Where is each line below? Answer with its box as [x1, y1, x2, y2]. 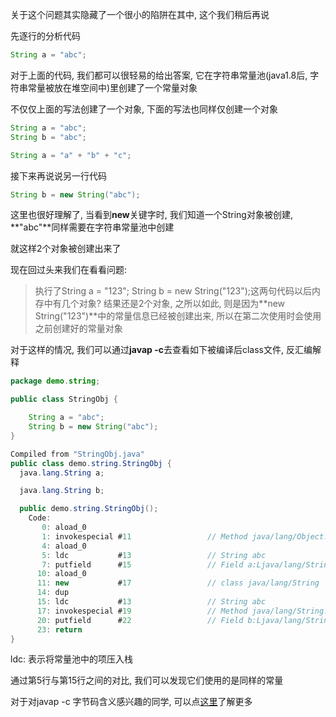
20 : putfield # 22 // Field [36, 615, 244, 625]
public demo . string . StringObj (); [19, 504, 159, 514]
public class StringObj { [10, 394, 118, 405]
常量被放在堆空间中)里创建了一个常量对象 [27, 81, 198, 93]
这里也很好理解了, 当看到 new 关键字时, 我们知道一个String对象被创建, [10, 209, 293, 221]
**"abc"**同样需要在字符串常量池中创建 [10, 221, 175, 233]
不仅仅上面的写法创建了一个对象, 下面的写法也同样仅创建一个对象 [10, 103, 278, 115]
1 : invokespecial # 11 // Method [41, 531, 248, 542]
